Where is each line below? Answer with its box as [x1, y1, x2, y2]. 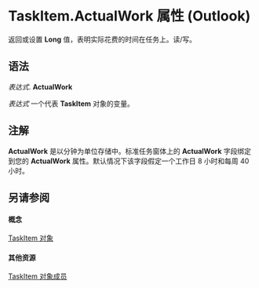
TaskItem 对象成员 [8, 272, 67, 281]
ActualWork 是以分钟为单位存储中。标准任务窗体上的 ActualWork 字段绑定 [8, 146, 251, 155]
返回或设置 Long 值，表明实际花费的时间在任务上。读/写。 [8, 35, 196, 44]
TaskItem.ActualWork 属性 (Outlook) [8, 7, 251, 25]
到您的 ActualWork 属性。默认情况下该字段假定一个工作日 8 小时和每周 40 [8, 156, 250, 166]
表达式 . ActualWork [8, 82, 73, 91]
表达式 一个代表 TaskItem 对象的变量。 [8, 99, 135, 108]
